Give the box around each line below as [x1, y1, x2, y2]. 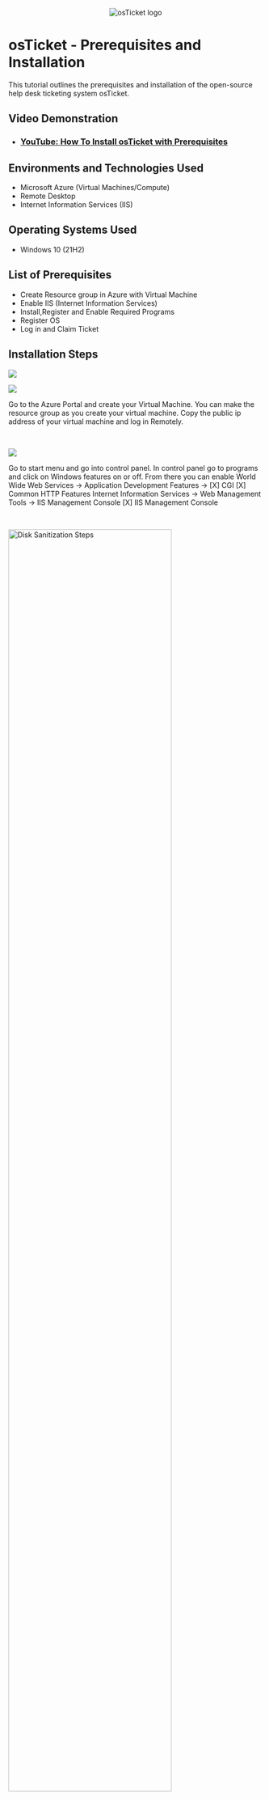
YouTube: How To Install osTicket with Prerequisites [19, 136, 229, 147]
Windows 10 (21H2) [19, 244, 85, 254]
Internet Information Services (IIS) [19, 200, 133, 210]
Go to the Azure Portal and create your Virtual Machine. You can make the [8, 399, 254, 409]
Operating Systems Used [8, 223, 137, 237]
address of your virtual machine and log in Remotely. [8, 417, 184, 426]
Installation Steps [8, 348, 99, 362]
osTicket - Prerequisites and [8, 36, 202, 54]
